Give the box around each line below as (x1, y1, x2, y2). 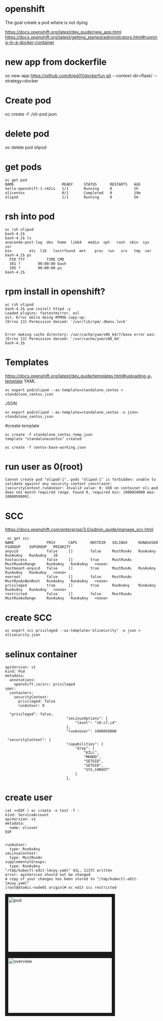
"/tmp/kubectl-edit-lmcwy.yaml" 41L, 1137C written (5, 868, 112, 873)
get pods (5, 161, 42, 172)
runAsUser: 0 (18, 703, 45, 708)
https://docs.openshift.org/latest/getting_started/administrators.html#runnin (5, 34, 158, 40)
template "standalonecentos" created (5, 436, 82, 441)
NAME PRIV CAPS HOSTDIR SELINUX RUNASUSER (5, 541, 159, 545)
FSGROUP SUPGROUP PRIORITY (5, 544, 71, 550)
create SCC (5, 612, 52, 623)
